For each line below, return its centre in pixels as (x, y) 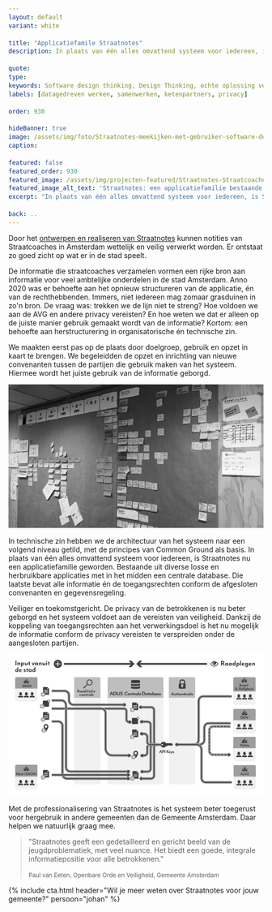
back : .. (23, 214)
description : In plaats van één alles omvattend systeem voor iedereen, (134, 52)
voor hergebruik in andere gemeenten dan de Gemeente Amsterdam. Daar (132, 817)
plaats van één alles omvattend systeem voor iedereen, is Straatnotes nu (130, 558)
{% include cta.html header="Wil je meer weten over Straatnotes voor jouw (134, 890)
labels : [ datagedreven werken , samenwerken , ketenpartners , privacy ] (128, 94)
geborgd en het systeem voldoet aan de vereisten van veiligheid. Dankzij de (135, 617)
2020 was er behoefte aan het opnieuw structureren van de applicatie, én (131, 288)
